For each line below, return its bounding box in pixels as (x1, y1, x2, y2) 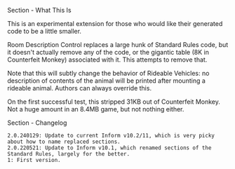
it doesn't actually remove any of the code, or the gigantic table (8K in (7, 48, 209, 56)
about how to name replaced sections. (7, 138, 121, 145)
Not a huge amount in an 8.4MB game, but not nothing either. (7, 105, 184, 113)
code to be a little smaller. (7, 27, 82, 35)
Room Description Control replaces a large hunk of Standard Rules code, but (7, 41, 229, 48)
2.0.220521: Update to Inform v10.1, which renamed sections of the (7, 144, 212, 151)
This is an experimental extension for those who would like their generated (7, 20, 223, 27)
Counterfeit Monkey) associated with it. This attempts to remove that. (7, 55, 208, 64)
